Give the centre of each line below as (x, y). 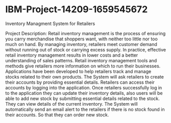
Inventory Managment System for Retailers (50, 23)
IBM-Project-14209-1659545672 (77, 9)
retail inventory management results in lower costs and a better (72, 55)
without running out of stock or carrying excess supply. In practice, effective (86, 50)
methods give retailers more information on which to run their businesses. (83, 66)
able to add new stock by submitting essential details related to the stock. (82, 99)
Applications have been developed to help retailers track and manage (78, 71)
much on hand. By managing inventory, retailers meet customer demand (81, 44)
